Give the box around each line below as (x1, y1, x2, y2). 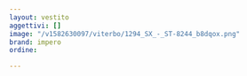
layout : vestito (9, 12, 69, 22)
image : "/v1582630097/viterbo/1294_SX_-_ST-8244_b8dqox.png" (9, 29, 241, 38)
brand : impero (9, 37, 62, 47)
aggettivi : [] (9, 21, 62, 30)
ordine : (9, 46, 38, 55)
